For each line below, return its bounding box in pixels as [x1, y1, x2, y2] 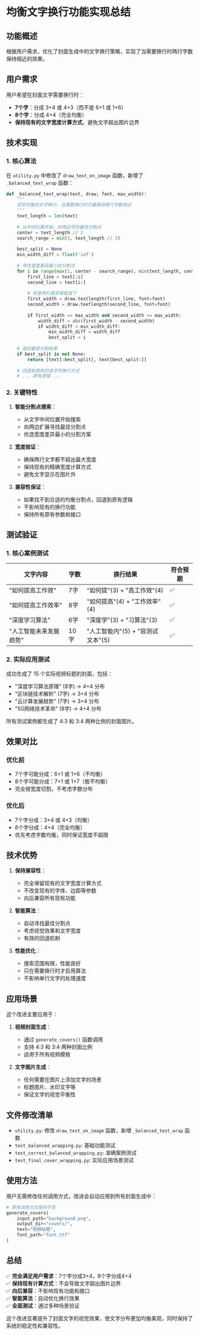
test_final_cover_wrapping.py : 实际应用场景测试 [14, 1156, 134, 1163]
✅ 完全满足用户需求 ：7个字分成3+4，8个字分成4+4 [6, 1272, 132, 1279]
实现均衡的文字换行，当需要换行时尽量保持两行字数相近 [17, 202, 131, 208]
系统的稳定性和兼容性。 [6, 1322, 63, 1329]
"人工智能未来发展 [9, 627, 60, 636]
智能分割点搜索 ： [14, 403, 57, 410]
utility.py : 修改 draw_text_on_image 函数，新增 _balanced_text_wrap [14, 1126, 184, 1134]
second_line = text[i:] [27, 279, 86, 285]
